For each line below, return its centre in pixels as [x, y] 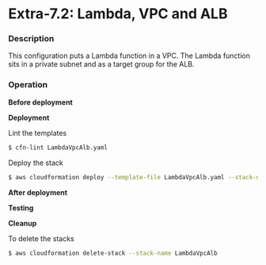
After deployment [38, 192]
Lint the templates [38, 132]
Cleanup [23, 223]
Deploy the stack [36, 163]
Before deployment [40, 102]
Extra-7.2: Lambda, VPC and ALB [118, 14]
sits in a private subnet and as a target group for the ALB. [102, 64]
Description [31, 39]
